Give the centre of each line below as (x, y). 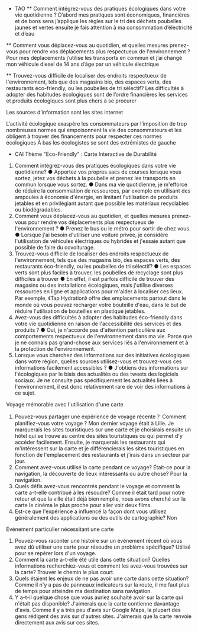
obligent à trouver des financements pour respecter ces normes (84, 136)
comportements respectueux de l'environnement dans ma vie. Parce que (103, 336)
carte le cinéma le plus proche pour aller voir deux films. (83, 505)
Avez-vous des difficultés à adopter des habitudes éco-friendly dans (98, 317)
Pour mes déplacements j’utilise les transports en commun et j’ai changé (94, 58)
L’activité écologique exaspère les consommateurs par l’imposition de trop (97, 124)
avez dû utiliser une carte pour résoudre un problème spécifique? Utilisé (103, 547)
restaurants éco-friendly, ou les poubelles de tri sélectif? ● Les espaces (103, 266)
